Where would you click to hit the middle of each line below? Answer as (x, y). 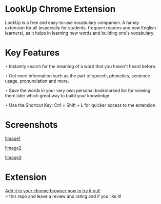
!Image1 (13, 138)
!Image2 (13, 148)
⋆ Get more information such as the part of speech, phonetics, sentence (78, 76)
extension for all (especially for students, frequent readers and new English (80, 27)
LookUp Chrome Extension (60, 9)
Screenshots (31, 125)
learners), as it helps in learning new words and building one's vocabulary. (80, 33)
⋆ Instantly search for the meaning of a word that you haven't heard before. (81, 66)
